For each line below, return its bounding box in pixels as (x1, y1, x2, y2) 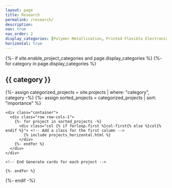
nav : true (5, 27, 27, 32)
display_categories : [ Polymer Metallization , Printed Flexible (5, 36, 143, 42)
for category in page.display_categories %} (5, 60, 96, 67)
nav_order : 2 (5, 31, 33, 36)
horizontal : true (5, 41, 42, 46)
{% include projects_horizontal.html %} (24, 132, 111, 138)
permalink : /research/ (5, 17, 54, 22)
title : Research (5, 12, 40, 17)
